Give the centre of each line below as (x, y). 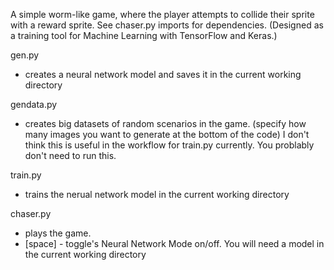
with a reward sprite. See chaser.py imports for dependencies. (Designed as (167, 25)
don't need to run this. (70, 155)
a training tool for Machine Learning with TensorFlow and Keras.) (144, 35)
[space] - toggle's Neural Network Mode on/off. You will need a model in (174, 243)
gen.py (25, 55)
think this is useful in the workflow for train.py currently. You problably (169, 145)
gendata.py (34, 104)
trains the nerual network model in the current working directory (157, 194)
